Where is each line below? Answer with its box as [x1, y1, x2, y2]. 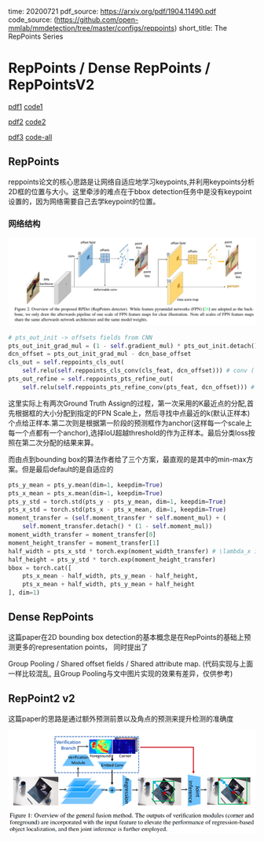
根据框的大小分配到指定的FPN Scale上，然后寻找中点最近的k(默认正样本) [14, 408, 251, 417]
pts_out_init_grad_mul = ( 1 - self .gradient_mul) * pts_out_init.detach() [8, 342, 258, 350]
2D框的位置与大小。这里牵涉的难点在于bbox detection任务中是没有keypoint [8, 186, 252, 196]
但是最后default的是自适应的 [21, 464, 114, 474]
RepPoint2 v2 [8, 692, 76, 706]
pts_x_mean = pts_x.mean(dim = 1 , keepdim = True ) [8, 489, 163, 498]
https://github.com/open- [56, 15, 139, 24]
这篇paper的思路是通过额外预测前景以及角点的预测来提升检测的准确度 [8, 714, 234, 723]
